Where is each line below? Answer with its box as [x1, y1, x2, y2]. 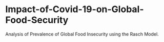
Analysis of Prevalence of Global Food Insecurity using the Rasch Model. [5, 31, 159, 37]
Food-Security [5, 14, 69, 26]
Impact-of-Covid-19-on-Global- [5, 4, 144, 15]
